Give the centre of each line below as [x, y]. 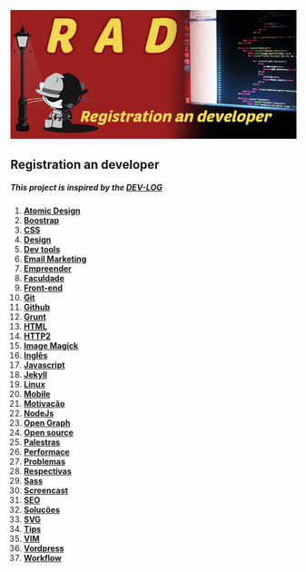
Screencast [46, 490]
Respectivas [47, 471]
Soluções [42, 509]
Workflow [42, 557]
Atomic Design [52, 211]
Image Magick [51, 345]
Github [37, 307]
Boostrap [41, 220]
